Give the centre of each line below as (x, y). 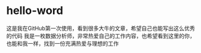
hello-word (35, 11)
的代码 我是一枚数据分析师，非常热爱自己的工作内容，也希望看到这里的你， (101, 36)
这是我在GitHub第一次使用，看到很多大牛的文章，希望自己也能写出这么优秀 (101, 28)
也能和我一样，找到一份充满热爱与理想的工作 (63, 43)
